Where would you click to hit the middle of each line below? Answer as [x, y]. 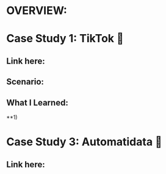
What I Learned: [37, 102]
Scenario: [25, 82]
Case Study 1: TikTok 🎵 [65, 39]
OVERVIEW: [37, 11]
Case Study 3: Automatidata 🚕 [85, 142]
